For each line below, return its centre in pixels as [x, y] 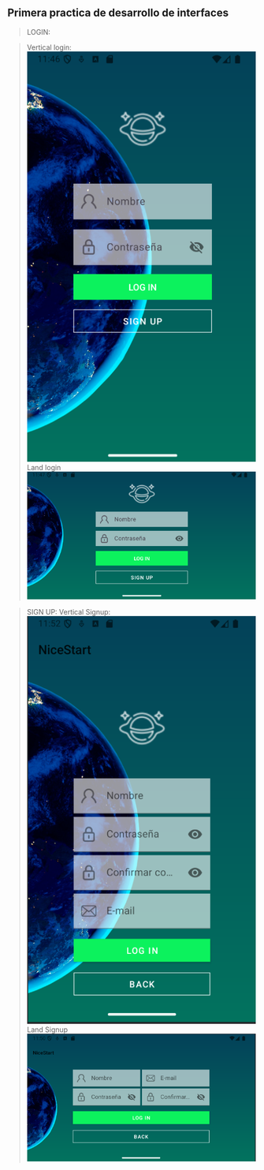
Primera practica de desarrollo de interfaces [118, 13]
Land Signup [47, 1030]
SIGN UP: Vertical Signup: [69, 612]
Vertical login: [49, 47]
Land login [44, 467]
